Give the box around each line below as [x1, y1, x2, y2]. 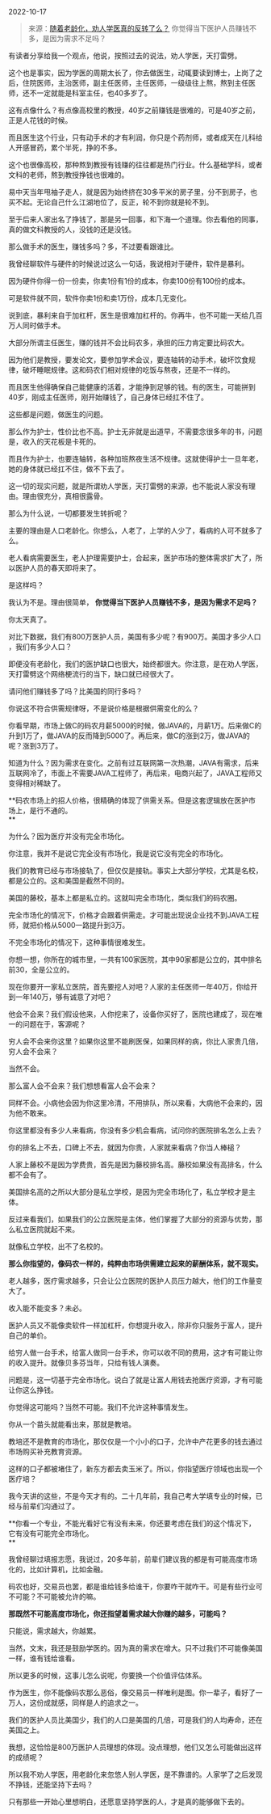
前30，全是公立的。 [8, 965, 74, 974]
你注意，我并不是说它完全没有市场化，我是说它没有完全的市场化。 [8, 849, 227, 858]
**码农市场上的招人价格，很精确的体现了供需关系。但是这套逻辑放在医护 [8, 795, 249, 805]
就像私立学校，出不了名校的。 [8, 1242, 107, 1251]
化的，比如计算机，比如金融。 [8, 1564, 107, 1574]
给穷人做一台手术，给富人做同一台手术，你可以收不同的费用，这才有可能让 [8, 1348, 256, 1357]
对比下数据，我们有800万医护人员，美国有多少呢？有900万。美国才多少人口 [8, 632, 261, 641]
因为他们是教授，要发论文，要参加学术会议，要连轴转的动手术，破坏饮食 [8, 355, 248, 365]
